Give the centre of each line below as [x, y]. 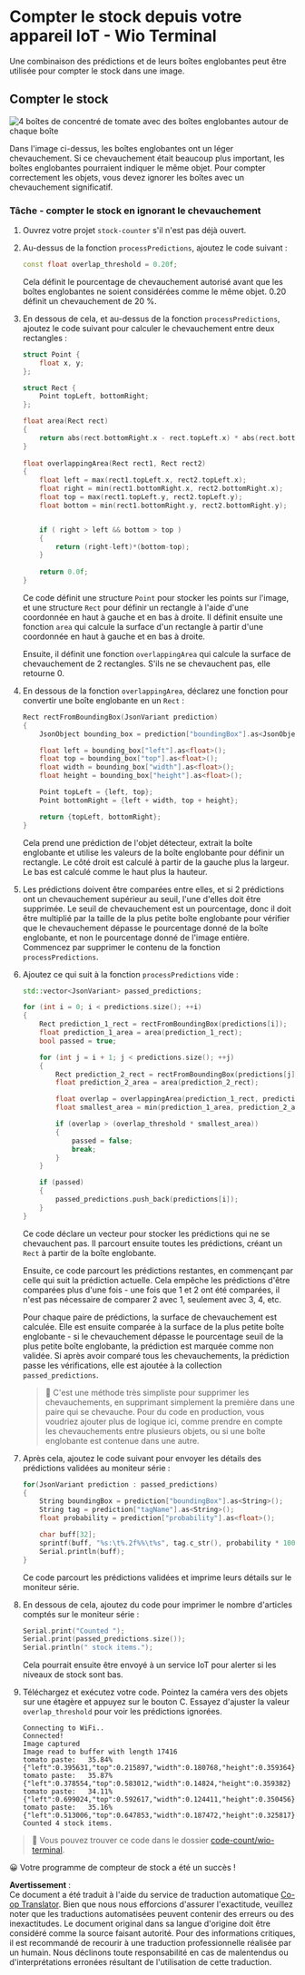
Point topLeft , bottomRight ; [94, 397]
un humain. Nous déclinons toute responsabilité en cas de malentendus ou [149, 1952]
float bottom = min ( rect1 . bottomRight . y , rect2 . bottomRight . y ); [163, 506]
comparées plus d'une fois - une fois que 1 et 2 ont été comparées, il [151, 1290]
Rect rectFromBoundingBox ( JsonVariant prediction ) [120, 717]
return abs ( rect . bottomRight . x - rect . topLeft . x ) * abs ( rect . [159, 437]
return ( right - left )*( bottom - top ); [123, 546]
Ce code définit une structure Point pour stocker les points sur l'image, [156, 597]
